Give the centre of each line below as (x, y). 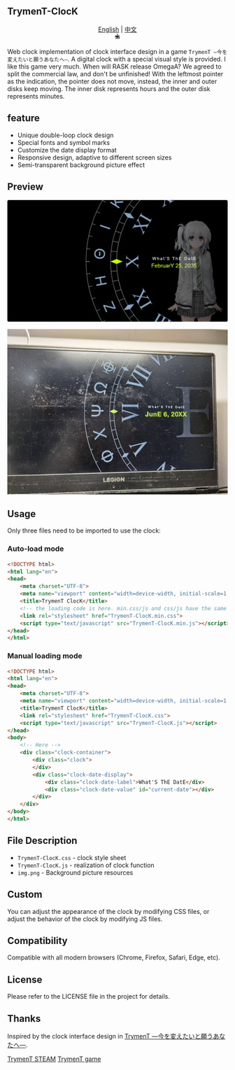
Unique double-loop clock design (65, 135)
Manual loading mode (45, 656)
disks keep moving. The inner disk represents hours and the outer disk (109, 89)
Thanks (24, 1019)
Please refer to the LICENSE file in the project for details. (88, 997)
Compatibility (37, 941)
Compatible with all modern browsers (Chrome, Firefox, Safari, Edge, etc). (114, 957)
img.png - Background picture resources (75, 872)
